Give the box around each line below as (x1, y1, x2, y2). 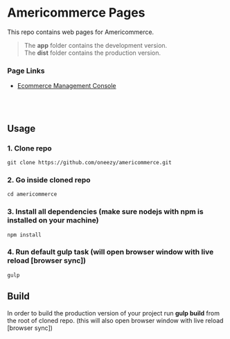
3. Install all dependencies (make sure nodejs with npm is (7, 207, 204, 216)
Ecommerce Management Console (17, 82, 116, 90)
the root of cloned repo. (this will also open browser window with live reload (7, 316, 224, 324)
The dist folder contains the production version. (24, 49, 161, 57)
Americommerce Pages (7, 5, 145, 21)
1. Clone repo (7, 144, 52, 153)
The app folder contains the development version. (24, 41, 168, 49)
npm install (7, 231, 42, 238)
